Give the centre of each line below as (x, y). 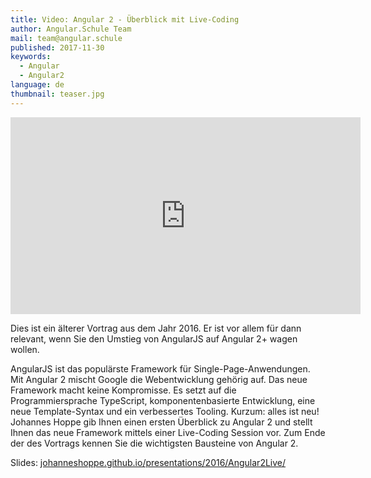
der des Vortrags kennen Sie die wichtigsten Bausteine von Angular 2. (154, 443)
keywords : (31, 57)
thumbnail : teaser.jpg (57, 94)
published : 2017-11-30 (57, 47)
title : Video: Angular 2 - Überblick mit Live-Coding (125, 19)
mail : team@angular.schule (66, 38)
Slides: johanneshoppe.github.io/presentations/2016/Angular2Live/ (148, 462)
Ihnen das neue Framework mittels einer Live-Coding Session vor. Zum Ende (168, 432)
